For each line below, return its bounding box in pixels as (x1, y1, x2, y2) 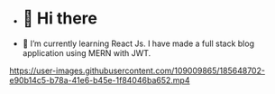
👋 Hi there (22, 8, 97, 29)
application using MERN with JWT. (22, 47, 151, 58)
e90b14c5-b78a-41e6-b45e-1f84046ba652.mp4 (9, 74, 190, 85)
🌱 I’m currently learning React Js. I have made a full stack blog (22, 38, 255, 49)
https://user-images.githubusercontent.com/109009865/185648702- (9, 65, 266, 76)
